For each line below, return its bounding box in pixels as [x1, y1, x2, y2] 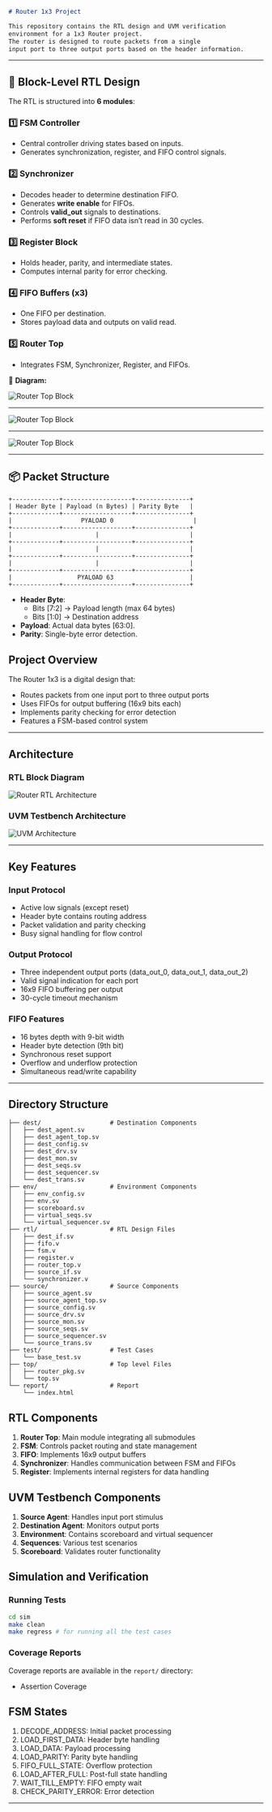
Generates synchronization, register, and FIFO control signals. [19, 147, 227, 157]
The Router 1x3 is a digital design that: [8, 675, 136, 684]
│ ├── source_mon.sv [8, 1318, 85, 1327]
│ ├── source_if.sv [8, 1268, 82, 1276]
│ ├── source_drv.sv [8, 1311, 85, 1319]
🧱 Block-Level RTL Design [8, 75, 140, 88]
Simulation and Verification [8, 1570, 149, 1584]
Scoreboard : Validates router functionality [19, 1547, 161, 1556]
